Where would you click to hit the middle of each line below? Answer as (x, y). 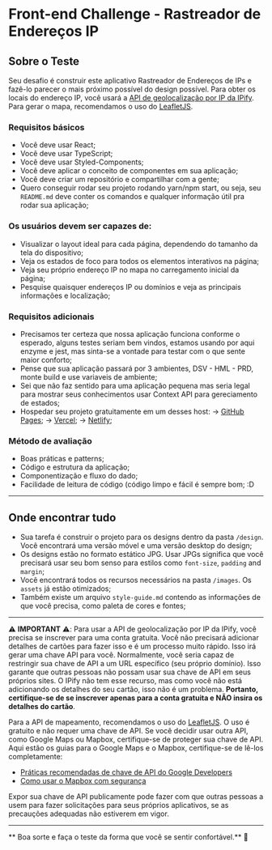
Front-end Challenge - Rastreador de (135, 14)
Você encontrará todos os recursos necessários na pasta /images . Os (136, 580)
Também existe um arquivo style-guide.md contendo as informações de (140, 597)
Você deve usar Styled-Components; (82, 162)
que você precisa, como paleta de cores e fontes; (103, 606)
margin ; (32, 571)
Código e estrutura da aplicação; (75, 467)
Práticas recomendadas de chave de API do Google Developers (126, 772)
